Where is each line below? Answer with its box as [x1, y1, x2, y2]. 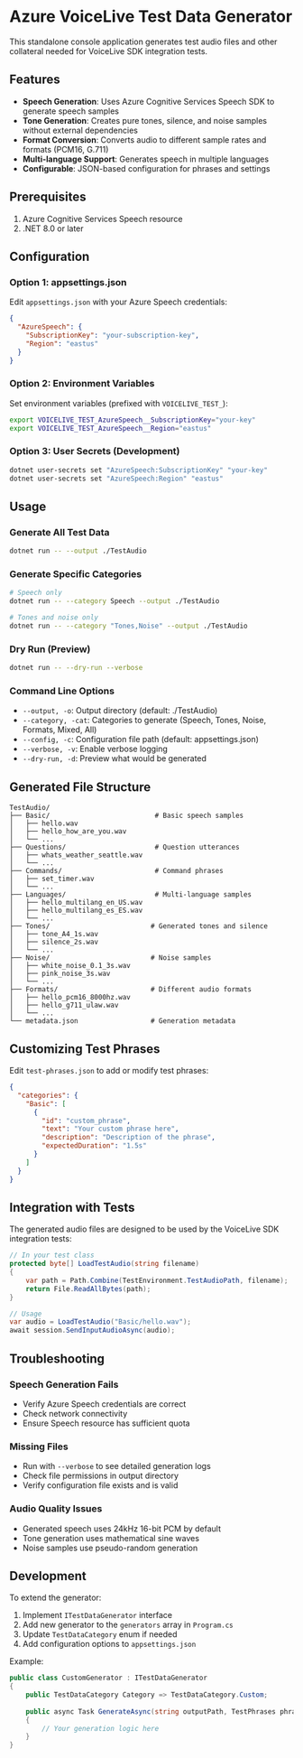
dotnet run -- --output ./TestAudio [9, 546, 147, 556]
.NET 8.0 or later [22, 223, 84, 234]
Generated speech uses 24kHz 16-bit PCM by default [22, 1523, 222, 1534]
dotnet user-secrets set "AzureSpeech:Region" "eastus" [9, 474, 224, 483]
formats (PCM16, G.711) [22, 144, 109, 154]
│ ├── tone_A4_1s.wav [9, 930, 99, 939]
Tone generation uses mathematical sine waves [22, 1532, 200, 1543]
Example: [9, 1656, 44, 1667]
